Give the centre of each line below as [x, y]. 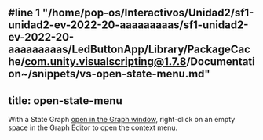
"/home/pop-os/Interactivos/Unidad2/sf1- [148, 13]
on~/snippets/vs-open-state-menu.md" [109, 74]
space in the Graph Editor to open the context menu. [93, 127]
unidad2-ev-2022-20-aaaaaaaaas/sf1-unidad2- [128, 25]
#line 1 [24, 13]
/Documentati [220, 62]
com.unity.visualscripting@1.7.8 [106, 62]
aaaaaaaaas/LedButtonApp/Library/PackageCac [130, 50]
